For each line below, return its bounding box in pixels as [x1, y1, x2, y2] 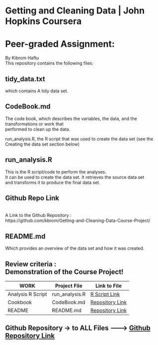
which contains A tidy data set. [5, 88, 69, 94]
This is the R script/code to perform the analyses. [5, 169, 107, 174]
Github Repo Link [5, 193, 60, 202]
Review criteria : [5, 260, 57, 268]
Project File [55, 282, 83, 289]
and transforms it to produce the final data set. [5, 179, 100, 185]
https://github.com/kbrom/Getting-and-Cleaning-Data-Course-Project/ [5, 217, 151, 224]
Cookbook [7, 299, 32, 306]
